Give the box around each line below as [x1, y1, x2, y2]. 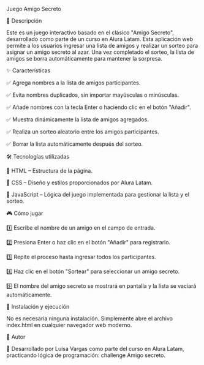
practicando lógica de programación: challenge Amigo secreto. [6, 352, 165, 359]
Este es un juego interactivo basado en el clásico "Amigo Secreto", [6, 29, 175, 36]
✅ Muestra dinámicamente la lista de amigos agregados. [6, 116, 149, 123]
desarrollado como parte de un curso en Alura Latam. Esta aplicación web [6, 36, 194, 42]
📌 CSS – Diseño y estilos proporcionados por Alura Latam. [6, 179, 153, 186]
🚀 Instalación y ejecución [6, 303, 70, 310]
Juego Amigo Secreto [6, 6, 61, 12]
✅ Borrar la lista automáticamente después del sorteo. [6, 140, 143, 148]
